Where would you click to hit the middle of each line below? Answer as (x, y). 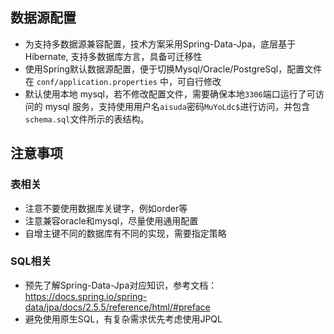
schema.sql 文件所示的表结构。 (87, 119)
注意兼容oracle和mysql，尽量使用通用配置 (111, 220)
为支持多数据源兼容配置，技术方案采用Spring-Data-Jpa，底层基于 (160, 44)
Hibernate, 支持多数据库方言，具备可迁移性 (113, 56)
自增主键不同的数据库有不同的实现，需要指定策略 (125, 233)
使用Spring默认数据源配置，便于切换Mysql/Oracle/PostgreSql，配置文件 (173, 69)
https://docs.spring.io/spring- (86, 296)
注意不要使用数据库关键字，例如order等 (106, 208)
